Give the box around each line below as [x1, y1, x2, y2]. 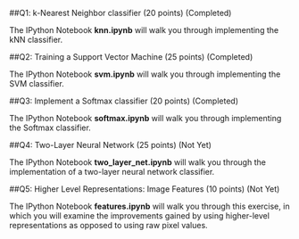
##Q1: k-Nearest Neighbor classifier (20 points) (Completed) [9, 8, 232, 18]
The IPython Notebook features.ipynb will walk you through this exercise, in [9, 201, 290, 211]
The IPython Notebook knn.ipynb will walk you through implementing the [9, 25, 279, 35]
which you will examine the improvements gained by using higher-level [9, 210, 270, 221]
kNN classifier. [9, 35, 63, 45]
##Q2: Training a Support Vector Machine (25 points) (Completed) [9, 52, 253, 62]
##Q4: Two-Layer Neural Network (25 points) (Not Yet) [9, 140, 212, 150]
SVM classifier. [9, 78, 64, 88]
